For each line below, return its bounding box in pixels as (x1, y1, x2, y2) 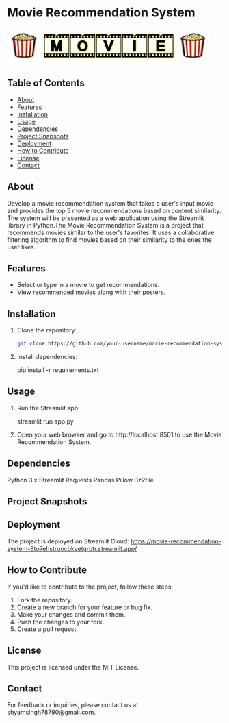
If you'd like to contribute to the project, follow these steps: (7, 583, 173, 591)
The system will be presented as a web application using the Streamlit (7, 214, 204, 222)
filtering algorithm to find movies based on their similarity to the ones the (7, 235, 212, 244)
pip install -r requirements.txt (16, 366, 99, 374)
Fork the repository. (16, 596, 73, 604)
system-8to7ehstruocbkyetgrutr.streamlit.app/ (7, 544, 137, 552)
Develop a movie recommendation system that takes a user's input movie (7, 199, 214, 207)
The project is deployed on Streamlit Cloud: (7, 537, 130, 546)
